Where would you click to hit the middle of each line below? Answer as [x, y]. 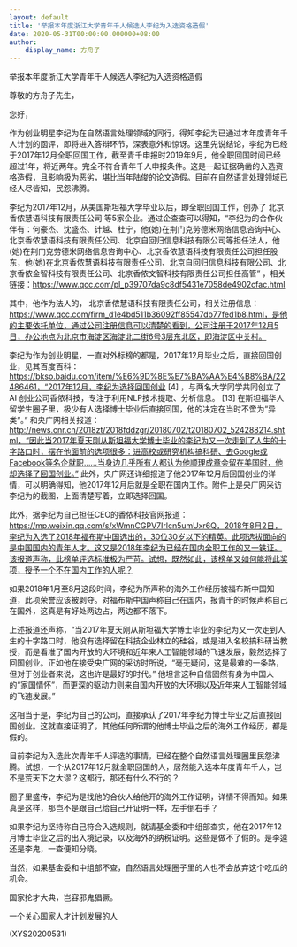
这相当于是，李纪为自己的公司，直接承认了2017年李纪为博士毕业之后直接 [141, 715]
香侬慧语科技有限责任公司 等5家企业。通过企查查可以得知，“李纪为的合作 [142, 219]
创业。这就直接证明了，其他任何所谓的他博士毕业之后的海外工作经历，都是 [152, 726]
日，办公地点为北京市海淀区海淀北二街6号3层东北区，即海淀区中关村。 [138, 336]
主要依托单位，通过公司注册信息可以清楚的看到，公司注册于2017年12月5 [148, 326]
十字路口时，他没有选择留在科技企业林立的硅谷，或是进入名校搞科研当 [152, 641]
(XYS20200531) [38, 934]
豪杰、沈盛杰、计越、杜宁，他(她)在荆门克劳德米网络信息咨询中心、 [163, 229]
